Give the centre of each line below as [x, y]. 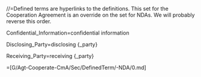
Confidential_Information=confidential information [68, 33]
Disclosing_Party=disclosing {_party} [52, 44]
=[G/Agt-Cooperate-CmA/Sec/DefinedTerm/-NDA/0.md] [76, 67]
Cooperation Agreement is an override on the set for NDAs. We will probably [100, 15]
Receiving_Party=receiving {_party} [50, 56]
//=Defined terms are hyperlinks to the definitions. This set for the [88, 9]
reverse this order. [29, 21]
